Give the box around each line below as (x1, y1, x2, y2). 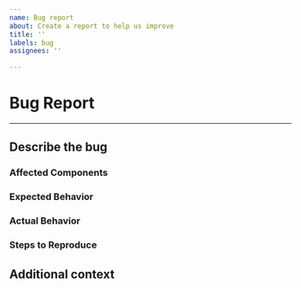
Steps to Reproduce (9, 239, 98, 251)
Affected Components (9, 167, 108, 179)
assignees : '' (9, 47, 63, 56)
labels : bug (9, 38, 54, 48)
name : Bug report (9, 13, 74, 22)
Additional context (9, 266, 115, 282)
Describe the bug (9, 140, 107, 155)
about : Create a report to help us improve (9, 22, 175, 31)
